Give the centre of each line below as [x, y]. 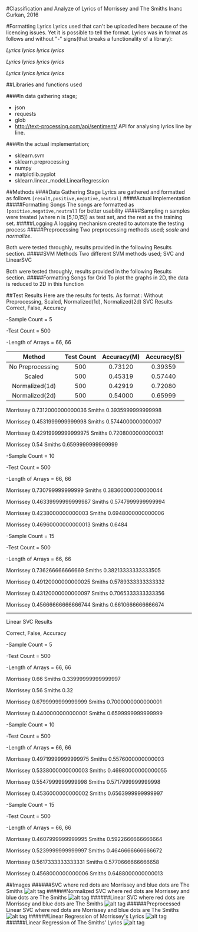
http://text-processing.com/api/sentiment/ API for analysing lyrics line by [103, 126]
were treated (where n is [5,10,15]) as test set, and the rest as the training [94, 217]
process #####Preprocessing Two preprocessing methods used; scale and [98, 229]
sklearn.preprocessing [42, 162]
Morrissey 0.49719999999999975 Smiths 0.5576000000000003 [85, 759]
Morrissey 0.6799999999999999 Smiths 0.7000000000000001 [84, 702]
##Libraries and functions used [44, 84]
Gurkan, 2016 [22, 15]
